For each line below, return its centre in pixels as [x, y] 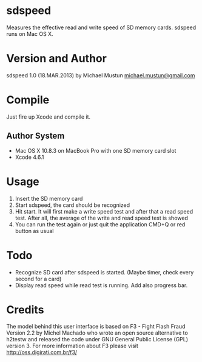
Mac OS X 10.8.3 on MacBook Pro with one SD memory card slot [96, 150]
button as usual [34, 231]
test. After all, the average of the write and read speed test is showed [101, 218]
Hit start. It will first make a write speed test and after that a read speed [104, 211]
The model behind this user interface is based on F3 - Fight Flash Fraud [96, 327]
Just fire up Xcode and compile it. [49, 117]
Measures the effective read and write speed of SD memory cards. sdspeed [101, 27]
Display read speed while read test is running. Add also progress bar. [101, 285]
